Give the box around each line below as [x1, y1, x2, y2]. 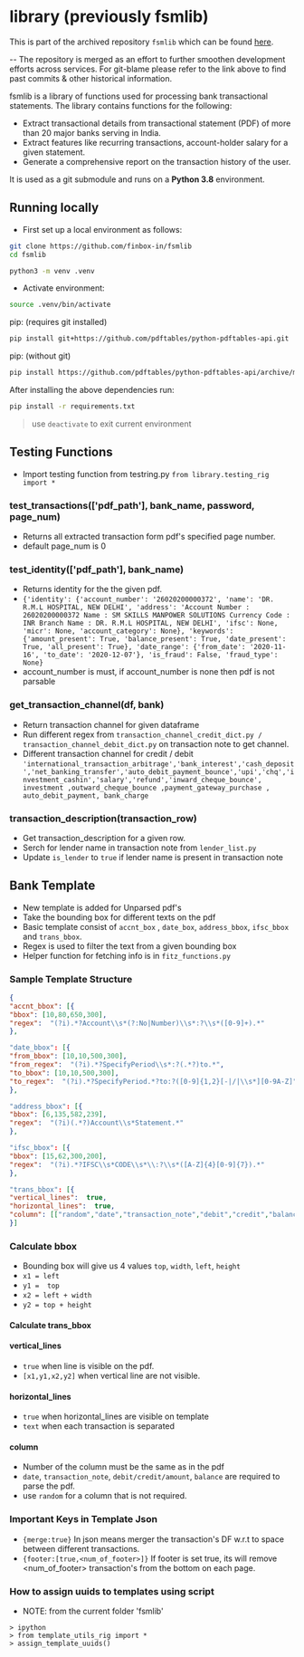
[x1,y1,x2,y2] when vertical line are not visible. [22, 1370, 201, 1382]
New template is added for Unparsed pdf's [22, 902, 183, 913]
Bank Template [9, 878, 96, 894]
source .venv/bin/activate [9, 301, 111, 310]
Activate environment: [22, 283, 106, 293]
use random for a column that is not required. [22, 1490, 187, 1501]
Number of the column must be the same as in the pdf [22, 1461, 224, 1472]
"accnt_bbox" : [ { [9, 1001, 75, 1010]
